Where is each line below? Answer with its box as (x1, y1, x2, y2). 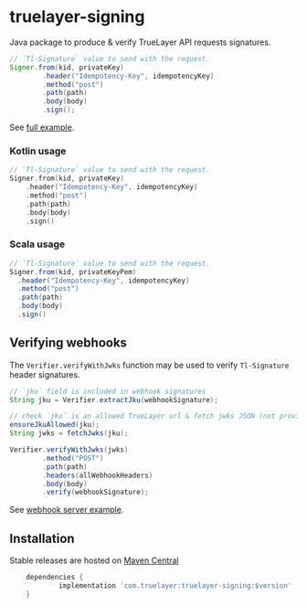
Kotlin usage (9, 144, 67, 157)
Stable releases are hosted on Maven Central (9, 555, 179, 566)
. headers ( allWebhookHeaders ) (42, 471, 153, 480)
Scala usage (9, 238, 66, 250)
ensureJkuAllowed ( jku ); (9, 421, 101, 430)
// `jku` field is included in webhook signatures (9, 387, 206, 396)
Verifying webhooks (9, 335, 128, 351)
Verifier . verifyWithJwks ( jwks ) (9, 445, 129, 454)
